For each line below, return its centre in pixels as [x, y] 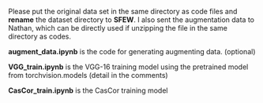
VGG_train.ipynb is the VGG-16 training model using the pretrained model [128, 67]
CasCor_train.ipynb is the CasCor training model [88, 90]
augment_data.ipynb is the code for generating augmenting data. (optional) [132, 51]
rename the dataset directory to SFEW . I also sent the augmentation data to [131, 20]
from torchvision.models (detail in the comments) [88, 75]
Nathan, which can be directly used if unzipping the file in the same [118, 28]
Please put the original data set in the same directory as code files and [123, 11]
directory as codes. [40, 36]
